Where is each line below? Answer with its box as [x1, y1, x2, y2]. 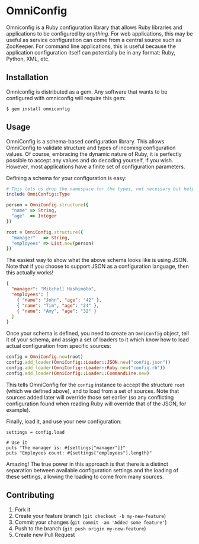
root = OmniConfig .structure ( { [6, 229, 84, 235]
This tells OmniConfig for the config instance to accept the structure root [6, 381, 185, 388]
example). [6, 406, 31, 413]
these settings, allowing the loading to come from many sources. [6, 473, 164, 480]
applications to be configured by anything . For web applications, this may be [6, 30, 193, 37]
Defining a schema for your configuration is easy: [6, 174, 127, 181]
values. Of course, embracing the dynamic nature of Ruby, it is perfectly [6, 150, 182, 158]
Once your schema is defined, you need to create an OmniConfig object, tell [6, 330, 190, 337]
